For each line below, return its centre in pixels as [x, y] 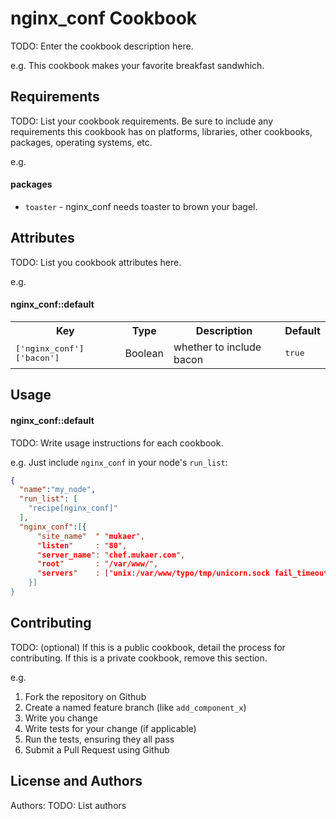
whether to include [217, 347]
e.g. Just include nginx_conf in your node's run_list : [119, 462]
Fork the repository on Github [85, 696]
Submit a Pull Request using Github [97, 749]
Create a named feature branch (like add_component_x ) [135, 707]
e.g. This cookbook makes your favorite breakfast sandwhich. [137, 65]
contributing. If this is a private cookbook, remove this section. [139, 658]
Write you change [61, 718]
